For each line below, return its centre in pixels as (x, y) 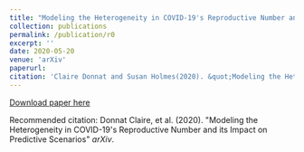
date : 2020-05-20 (42, 52)
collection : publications (58, 26)
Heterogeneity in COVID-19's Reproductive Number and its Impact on (138, 129)
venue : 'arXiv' (38, 60)
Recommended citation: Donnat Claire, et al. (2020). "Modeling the (134, 119)
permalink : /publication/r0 (62, 34)
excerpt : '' (32, 43)
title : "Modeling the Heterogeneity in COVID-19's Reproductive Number (147, 18)
